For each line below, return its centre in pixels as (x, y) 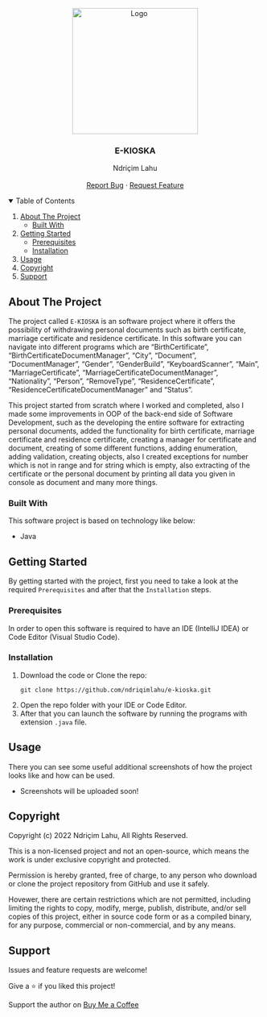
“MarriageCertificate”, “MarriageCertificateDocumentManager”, (113, 373)
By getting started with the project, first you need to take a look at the (123, 581)
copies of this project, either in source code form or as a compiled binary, (130, 917)
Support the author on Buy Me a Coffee (74, 1005)
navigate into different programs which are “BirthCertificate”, (109, 347)
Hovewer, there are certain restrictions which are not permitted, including (129, 899)
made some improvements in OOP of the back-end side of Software (121, 414)
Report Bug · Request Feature (135, 185)
